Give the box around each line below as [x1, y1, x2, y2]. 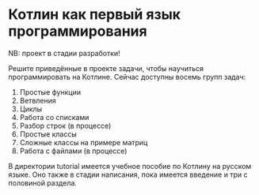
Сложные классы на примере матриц [19, 137, 148, 147]
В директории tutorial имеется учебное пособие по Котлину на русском [8, 161, 252, 171]
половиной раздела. [8, 178, 78, 187]
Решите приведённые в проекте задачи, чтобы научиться [8, 63, 204, 73]
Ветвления [19, 96, 57, 105]
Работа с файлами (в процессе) [19, 146, 128, 156]
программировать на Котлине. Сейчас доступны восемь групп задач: [8, 72, 246, 81]
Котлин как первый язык [8, 6, 181, 24]
